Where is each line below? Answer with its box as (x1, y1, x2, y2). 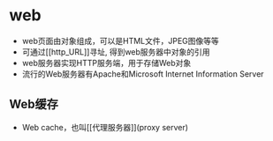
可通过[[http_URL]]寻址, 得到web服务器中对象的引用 (21, 46, 210, 57)
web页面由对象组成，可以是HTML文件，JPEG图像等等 (21, 35, 219, 46)
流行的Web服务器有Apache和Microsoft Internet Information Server (21, 68, 264, 79)
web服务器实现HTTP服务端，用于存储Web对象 (21, 57, 192, 68)
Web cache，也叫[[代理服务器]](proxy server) (21, 122, 188, 132)
